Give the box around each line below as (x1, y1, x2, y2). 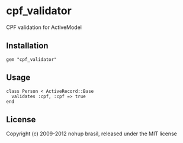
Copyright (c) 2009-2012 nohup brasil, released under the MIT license (6, 130, 178, 137)
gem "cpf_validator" (6, 56, 57, 63)
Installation (6, 41, 49, 51)
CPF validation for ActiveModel (6, 24, 82, 31)
